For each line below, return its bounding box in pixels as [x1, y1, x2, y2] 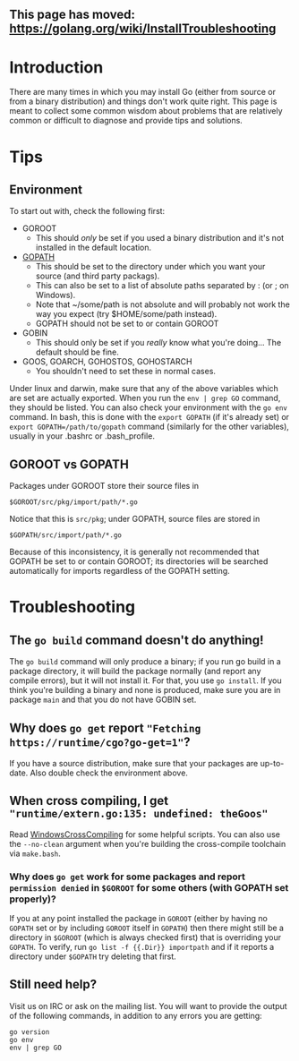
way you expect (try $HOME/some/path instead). [35, 309, 218, 320]
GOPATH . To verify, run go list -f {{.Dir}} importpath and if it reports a [9, 942, 275, 953]
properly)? [9, 893, 56, 905]
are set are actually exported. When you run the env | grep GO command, [9, 393, 281, 404]
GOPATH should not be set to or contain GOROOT [35, 318, 219, 329]
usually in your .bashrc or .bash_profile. [9, 431, 155, 441]
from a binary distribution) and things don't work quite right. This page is [9, 96, 278, 107]
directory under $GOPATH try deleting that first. [9, 951, 176, 962]
